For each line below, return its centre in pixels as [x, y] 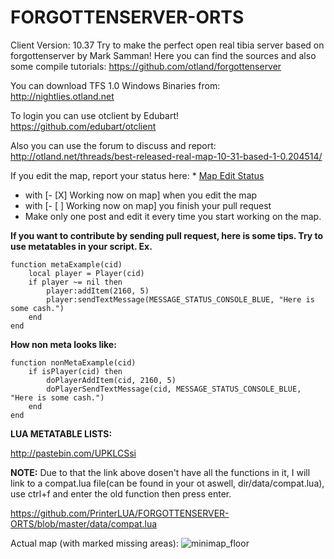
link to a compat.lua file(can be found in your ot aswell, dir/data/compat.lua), [167, 483]
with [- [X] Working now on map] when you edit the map [141, 195]
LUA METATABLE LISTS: [61, 433]
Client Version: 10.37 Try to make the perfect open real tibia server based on [167, 45]
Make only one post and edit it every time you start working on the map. [173, 216]
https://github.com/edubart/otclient [83, 126]
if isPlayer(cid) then [75, 371]
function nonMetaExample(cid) [73, 362]
